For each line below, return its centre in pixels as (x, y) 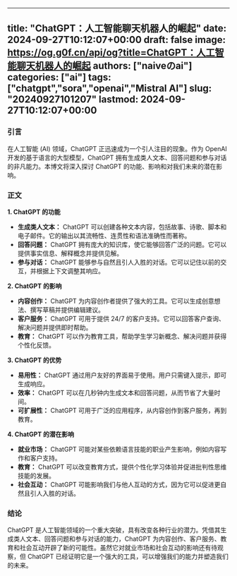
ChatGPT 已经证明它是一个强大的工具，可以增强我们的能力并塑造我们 (128, 557)
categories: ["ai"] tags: (59, 77)
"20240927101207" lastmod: (73, 100)
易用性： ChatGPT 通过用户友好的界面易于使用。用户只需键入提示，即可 (122, 375)
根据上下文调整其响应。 (70, 271)
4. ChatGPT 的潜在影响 (41, 434)
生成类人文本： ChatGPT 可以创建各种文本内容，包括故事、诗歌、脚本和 (122, 227)
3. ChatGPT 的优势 (35, 360)
